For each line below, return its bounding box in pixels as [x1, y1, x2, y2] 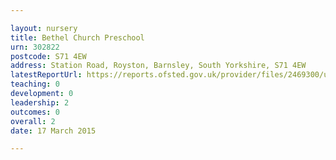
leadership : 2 [10, 97, 70, 108]
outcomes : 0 [10, 107, 60, 117]
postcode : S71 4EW [10, 51, 87, 61]
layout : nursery [10, 23, 78, 33]
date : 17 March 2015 [10, 126, 97, 136]
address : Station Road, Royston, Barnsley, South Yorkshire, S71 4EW [10, 61, 307, 71]
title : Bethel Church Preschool [10, 32, 145, 43]
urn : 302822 [10, 42, 60, 52]
